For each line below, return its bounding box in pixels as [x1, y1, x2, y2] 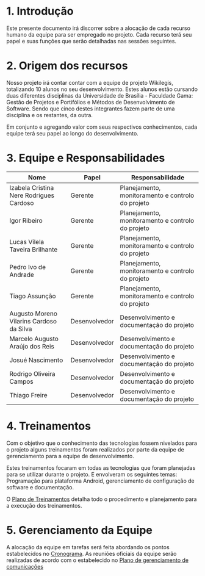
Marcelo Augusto [9, 334, 59, 343]
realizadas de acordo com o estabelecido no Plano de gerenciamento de [6, 556, 189, 564]
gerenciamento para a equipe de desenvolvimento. [6, 452, 134, 459]
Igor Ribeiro [9, 216, 43, 225]
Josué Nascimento [9, 356, 63, 364]
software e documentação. [6, 483, 74, 491]
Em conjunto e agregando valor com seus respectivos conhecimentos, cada [6, 123, 198, 131]
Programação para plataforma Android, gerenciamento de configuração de [6, 477, 195, 484]
